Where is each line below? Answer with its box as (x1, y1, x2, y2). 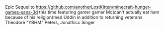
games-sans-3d (5, 9, 38, 15)
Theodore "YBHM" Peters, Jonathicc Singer (5, 19, 95, 25)
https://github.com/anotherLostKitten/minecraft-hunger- (35, 4, 152, 10)
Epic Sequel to (5, 4, 35, 10)
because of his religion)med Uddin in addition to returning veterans (5, 15, 143, 20)
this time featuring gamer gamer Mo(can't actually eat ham (39, 9, 160, 15)
